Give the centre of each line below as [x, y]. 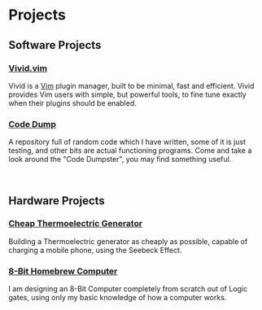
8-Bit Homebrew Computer [63, 271]
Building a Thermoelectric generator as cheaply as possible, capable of [128, 241]
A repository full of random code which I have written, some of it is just [127, 142]
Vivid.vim [28, 68]
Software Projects [55, 45]
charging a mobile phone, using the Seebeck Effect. [95, 250]
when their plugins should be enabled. [72, 103]
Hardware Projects [57, 201]
